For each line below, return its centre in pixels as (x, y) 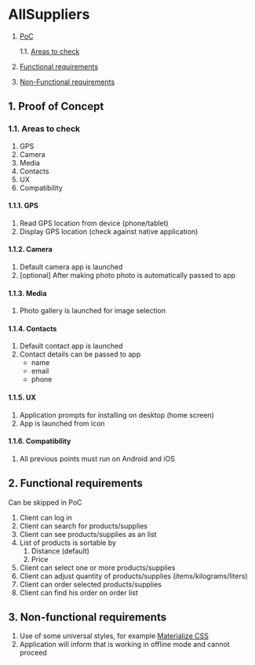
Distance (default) (60, 550)
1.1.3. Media (27, 293)
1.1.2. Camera (30, 250)
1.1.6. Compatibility (40, 441)
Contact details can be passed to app (80, 354)
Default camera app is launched (71, 267)
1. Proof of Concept (56, 106)
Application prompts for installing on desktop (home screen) (117, 415)
